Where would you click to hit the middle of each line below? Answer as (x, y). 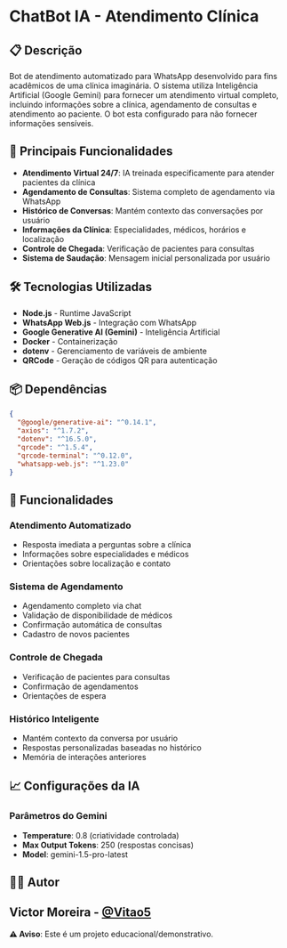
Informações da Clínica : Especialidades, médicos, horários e (134, 230)
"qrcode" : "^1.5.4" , (55, 447)
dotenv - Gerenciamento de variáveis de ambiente (114, 351)
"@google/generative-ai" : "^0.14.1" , (87, 423)
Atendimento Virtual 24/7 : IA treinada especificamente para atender (148, 173)
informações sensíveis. (52, 123)
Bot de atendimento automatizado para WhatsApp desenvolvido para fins (143, 76)
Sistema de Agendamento (66, 587)
